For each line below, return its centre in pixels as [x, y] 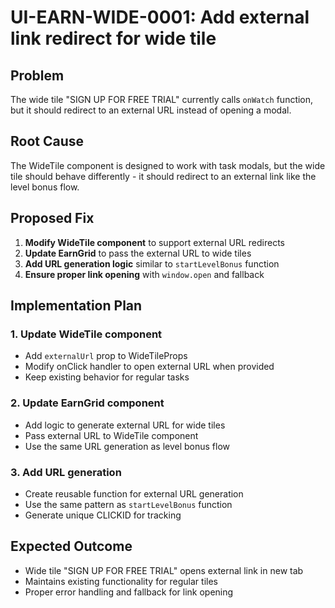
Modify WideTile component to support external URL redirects [154, 242]
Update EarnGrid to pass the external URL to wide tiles [138, 253]
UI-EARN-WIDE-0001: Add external [160, 17]
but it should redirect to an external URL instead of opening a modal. [151, 110]
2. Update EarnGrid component [87, 403]
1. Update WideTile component [86, 334]
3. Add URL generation [66, 472]
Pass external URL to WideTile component [111, 435]
